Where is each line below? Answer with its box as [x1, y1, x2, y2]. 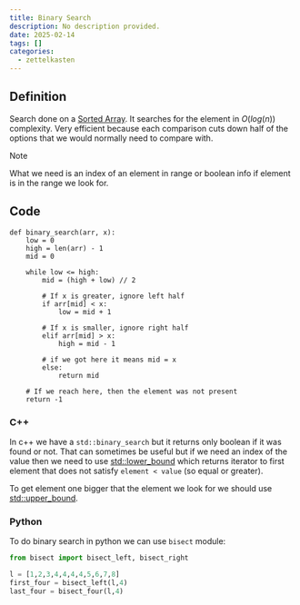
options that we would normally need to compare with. [9, 133, 214, 144]
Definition [9, 89, 66, 104]
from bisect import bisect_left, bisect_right [9, 553, 189, 563]
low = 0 [25, 235, 55, 245]
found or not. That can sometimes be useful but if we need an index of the [9, 446, 288, 457]
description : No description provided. [9, 22, 161, 31]
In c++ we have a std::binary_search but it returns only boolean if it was [9, 436, 282, 447]
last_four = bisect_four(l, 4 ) [9, 587, 125, 596]
